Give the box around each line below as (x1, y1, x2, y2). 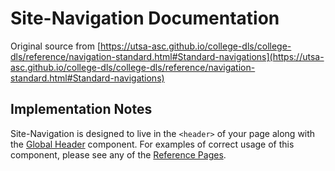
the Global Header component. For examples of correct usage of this (10, 138, 295, 150)
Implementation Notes (10, 101, 153, 118)
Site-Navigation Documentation (10, 7, 280, 30)
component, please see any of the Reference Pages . (10, 148, 227, 161)
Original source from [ (10, 40, 102, 52)
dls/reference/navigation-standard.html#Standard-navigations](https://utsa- (10, 50, 325, 62)
